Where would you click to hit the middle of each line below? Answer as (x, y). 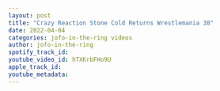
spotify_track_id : (38, 52)
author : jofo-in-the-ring (51, 45)
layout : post (30, 15)
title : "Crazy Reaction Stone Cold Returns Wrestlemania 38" (111, 23)
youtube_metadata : (38, 74)
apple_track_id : (35, 67)
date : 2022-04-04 (37, 30)
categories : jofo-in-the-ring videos (70, 38)
